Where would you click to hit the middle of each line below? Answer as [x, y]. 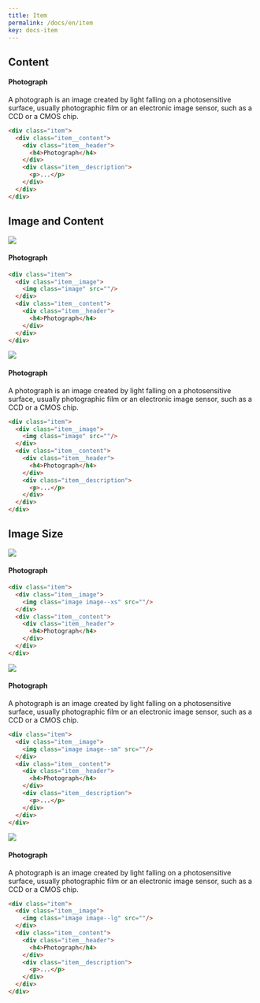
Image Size [36, 534]
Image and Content [56, 221]
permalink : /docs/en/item [50, 23]
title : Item [28, 15]
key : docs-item [33, 30]
